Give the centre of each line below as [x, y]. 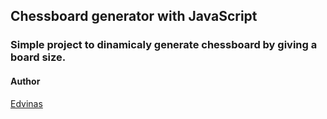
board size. [38, 57]
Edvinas [26, 103]
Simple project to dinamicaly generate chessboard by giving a [164, 45]
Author [25, 81]
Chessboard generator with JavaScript [134, 16]
